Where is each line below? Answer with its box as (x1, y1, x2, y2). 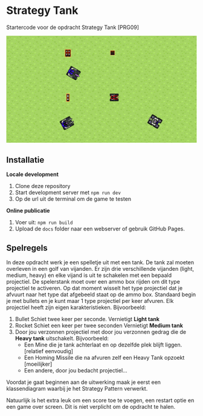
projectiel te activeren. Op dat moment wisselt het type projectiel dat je (6, 285, 183, 292)
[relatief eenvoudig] (24, 348, 74, 355)
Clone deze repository (14, 183, 71, 190)
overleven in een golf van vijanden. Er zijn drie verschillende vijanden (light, (6, 265, 195, 273)
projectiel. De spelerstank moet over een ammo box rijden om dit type (6, 278, 180, 285)
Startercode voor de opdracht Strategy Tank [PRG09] (6, 24, 139, 31)
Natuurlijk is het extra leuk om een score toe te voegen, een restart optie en (6, 397, 195, 404)
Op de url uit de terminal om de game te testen (14, 195, 132, 203)
